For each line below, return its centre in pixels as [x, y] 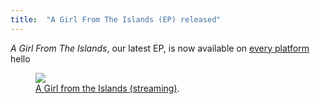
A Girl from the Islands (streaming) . [107, 88]
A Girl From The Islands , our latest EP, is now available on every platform [160, 48]
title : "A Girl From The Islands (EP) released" [116, 19]
